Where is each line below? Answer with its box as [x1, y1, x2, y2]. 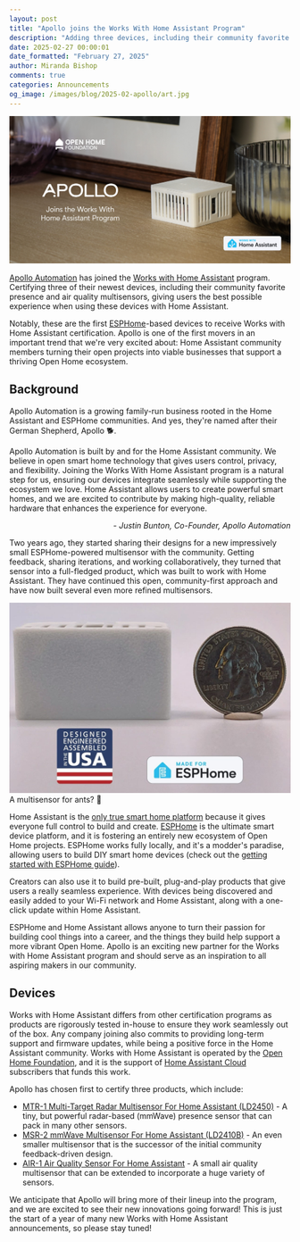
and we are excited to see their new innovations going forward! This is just [9, 1204, 283, 1214]
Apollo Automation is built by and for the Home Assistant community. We [9, 446, 277, 456]
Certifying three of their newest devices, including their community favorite [9, 281, 286, 292]
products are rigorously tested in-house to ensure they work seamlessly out [9, 1019, 288, 1029]
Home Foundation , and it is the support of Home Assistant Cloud [9, 1056, 247, 1067]
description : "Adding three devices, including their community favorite [9, 33, 290, 42]
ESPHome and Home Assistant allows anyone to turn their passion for [9, 921, 266, 932]
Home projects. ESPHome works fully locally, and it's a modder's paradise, [9, 839, 285, 850]
